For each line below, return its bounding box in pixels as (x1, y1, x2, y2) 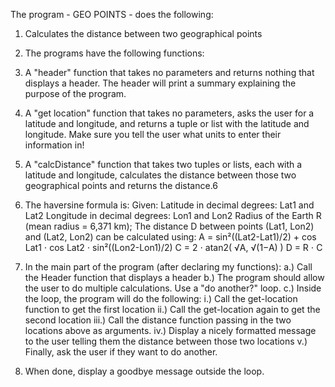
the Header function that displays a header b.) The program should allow (24, 272, 325, 283)
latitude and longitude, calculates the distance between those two (24, 169, 297, 181)
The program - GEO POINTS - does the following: (10, 9, 214, 20)
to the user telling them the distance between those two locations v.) (24, 335, 308, 347)
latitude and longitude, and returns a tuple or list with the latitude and (24, 118, 310, 129)
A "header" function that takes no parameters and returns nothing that (24, 67, 315, 78)
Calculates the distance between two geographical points (24, 28, 263, 39)
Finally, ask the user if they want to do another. (24, 346, 218, 358)
